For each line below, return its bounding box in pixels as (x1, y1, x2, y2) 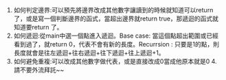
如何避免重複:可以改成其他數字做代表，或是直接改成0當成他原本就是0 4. (13, 57, 218, 65)
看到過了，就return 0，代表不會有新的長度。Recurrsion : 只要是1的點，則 (13, 40, 220, 48)
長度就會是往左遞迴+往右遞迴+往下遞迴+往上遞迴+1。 (13, 49, 165, 57)
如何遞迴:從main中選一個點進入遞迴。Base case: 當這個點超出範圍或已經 (13, 31, 218, 40)
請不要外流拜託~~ (13, 66, 65, 74)
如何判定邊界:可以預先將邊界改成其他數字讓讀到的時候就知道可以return (13, 6, 214, 14)
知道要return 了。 (13, 23, 63, 31)
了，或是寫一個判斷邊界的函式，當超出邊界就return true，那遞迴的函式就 (13, 14, 218, 23)
